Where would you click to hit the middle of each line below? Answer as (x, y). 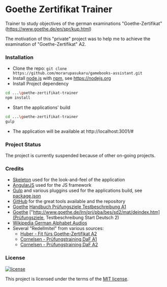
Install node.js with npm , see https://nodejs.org (62, 78)
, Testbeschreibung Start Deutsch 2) (81, 218)
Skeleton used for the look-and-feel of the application (69, 180)
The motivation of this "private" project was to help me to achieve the (78, 39)
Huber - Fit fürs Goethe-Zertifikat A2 (59, 234)
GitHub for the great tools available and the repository (69, 202)
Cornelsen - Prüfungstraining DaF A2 (59, 245)
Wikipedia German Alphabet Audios (50, 223)
